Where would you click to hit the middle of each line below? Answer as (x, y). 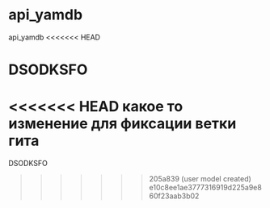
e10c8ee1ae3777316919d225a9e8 (206, 188)
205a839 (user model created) (200, 179)
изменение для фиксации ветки (122, 124)
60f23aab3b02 (174, 196)
